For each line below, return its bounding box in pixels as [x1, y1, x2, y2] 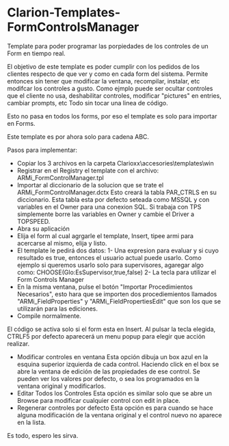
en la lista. [16, 418, 46, 426]
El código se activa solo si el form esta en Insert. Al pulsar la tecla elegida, [7, 325, 216, 333]
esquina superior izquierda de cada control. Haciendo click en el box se [16, 360, 219, 368]
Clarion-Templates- [7, 5, 121, 21]
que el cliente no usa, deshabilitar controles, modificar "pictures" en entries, [7, 91, 222, 100]
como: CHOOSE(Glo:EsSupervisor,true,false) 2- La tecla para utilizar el [16, 268, 217, 276]
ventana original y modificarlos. [16, 382, 106, 390]
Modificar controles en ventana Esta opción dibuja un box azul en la [16, 352, 208, 360]
